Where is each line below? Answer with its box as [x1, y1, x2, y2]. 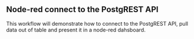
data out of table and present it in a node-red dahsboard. [6, 26, 146, 33]
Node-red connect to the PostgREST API [6, 5, 159, 15]
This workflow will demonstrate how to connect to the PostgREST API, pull [6, 20, 189, 27]
